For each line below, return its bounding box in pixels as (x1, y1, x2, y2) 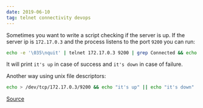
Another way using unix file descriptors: (6, 73, 106, 80)
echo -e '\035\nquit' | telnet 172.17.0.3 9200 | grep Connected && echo (6, 49, 198, 56)
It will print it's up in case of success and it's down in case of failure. (6, 60, 184, 68)
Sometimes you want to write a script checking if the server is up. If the (6, 31, 185, 38)
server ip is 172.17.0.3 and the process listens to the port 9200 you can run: (6, 38, 196, 45)
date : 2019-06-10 (6, 9, 50, 15)
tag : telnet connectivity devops (6, 15, 91, 21)
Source (6, 95, 24, 103)
